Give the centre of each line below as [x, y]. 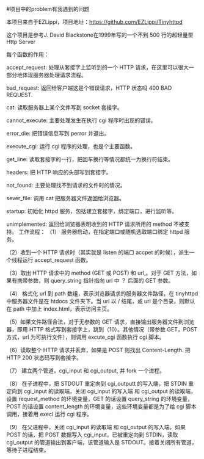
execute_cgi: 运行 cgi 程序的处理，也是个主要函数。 [71, 146]
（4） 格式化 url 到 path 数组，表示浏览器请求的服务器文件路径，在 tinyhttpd [102, 294]
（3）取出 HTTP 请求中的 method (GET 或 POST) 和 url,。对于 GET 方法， [99, 273]
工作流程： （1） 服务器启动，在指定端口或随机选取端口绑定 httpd [100, 232]
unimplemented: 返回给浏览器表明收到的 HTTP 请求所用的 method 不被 [95, 224]
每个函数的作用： [28, 54]
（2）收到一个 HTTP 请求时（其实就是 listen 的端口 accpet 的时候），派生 [98, 252]
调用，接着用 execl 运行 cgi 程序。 [49, 414]
